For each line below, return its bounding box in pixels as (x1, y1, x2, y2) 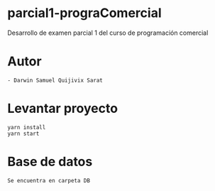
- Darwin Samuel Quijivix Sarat (7, 77, 103, 84)
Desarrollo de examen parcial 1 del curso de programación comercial (7, 28, 209, 37)
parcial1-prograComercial (7, 5, 162, 21)
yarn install (7, 124, 46, 131)
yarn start (7, 130, 40, 137)
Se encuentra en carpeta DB (7, 177, 91, 184)
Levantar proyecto (7, 101, 118, 116)
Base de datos (7, 154, 93, 170)
